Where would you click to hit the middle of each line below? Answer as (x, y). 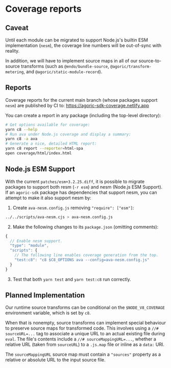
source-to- (150, 61)
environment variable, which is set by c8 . (48, 313)
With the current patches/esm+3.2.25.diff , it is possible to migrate (75, 181)
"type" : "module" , (30, 246)
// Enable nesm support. (36, 241)
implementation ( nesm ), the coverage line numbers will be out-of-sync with (83, 45)
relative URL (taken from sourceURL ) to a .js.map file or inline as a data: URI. (85, 344)
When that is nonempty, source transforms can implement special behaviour (86, 323)
